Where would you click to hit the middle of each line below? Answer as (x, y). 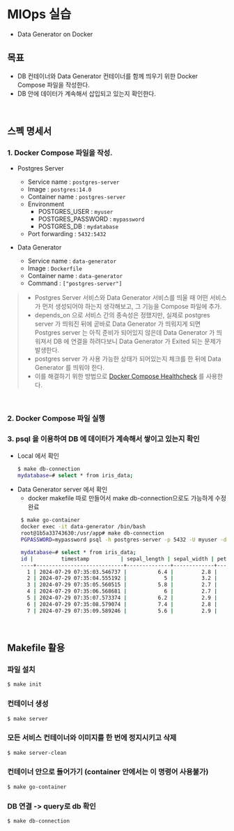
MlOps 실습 (39, 14)
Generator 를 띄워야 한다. (70, 368)
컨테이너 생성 (28, 704)
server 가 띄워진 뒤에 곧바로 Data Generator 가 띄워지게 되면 (117, 324)
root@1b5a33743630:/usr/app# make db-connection (93, 533)
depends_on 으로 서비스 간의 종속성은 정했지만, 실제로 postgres (122, 315)
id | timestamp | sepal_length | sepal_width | (117, 559)
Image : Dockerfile (55, 268)
